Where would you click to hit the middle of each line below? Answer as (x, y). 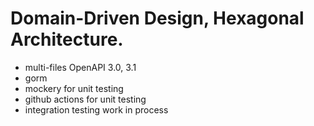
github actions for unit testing (85, 99)
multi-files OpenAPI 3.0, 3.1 (80, 67)
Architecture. (67, 39)
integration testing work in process (96, 109)
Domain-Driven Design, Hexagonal (157, 18)
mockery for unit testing (74, 88)
